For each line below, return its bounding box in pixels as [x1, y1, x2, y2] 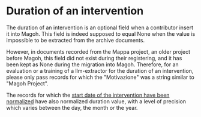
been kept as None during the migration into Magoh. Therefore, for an [6, 61, 179, 68]
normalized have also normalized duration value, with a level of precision [6, 97, 187, 105]
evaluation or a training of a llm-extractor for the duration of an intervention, [6, 67, 194, 74]
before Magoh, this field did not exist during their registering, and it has [6, 54, 182, 61]
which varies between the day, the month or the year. [6, 104, 138, 111]
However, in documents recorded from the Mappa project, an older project [6, 48, 191, 55]
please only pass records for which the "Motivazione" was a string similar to [6, 73, 195, 81]
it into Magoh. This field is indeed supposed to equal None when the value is [6, 30, 196, 37]
